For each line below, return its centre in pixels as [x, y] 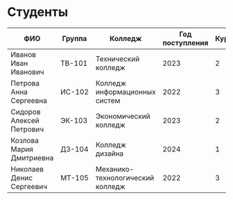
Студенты [38, 12]
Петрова [25, 83]
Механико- [115, 169]
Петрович [27, 129]
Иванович [27, 72]
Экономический [123, 116]
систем [108, 100]
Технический [118, 58]
